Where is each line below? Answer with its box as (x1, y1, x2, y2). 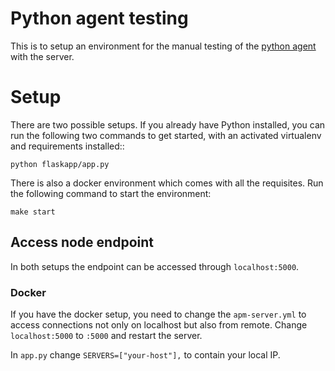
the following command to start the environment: (10, 187, 212, 199)
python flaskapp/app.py (10, 159, 110, 169)
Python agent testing (10, 7, 189, 30)
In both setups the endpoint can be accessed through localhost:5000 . (10, 260, 300, 272)
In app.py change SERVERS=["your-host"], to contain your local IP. (10, 348, 281, 361)
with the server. (10, 50, 75, 62)
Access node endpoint (10, 234, 154, 251)
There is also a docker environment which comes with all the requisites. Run (10, 177, 324, 189)
